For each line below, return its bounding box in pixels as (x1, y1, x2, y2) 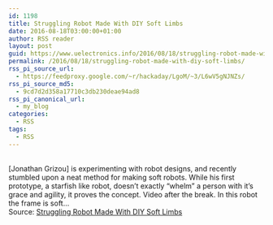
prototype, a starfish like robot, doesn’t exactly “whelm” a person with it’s (8, 180, 253, 191)
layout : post (8, 42, 53, 50)
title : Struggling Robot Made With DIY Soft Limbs (8, 19, 184, 28)
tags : (8, 125, 27, 133)
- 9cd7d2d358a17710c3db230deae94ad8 (15, 87, 140, 96)
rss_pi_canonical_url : (8, 95, 85, 103)
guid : (8, 50, 27, 58)
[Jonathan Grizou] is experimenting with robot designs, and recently (8, 163, 237, 173)
